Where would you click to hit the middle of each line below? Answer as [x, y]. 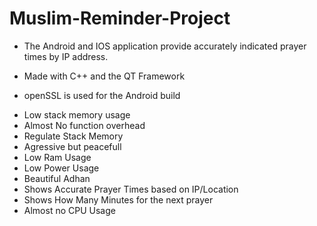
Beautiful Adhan [57, 178]
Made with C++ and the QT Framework [104, 76]
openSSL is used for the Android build [102, 95]
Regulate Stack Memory [73, 136]
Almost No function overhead [84, 125]
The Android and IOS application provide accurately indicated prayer [165, 46]
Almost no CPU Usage [69, 210]
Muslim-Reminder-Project [120, 18]
